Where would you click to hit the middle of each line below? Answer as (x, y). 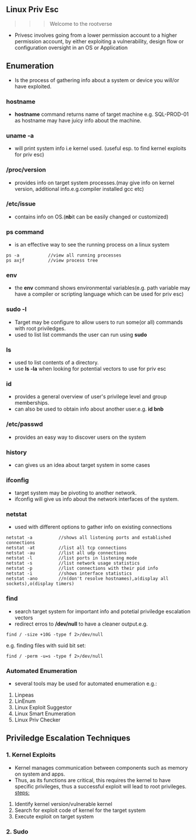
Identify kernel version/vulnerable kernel (63, 804)
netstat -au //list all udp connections (66, 553)
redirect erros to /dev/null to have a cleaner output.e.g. (81, 624)
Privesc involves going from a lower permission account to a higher (96, 35)
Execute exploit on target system (54, 816)
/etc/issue (21, 204)
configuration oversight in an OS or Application (71, 47)
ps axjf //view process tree (52, 261)
